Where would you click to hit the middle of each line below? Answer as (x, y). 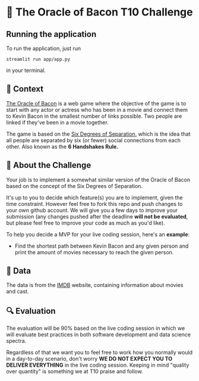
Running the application (51, 34)
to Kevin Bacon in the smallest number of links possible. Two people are (94, 116)
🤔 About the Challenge (49, 165)
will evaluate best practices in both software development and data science (99, 335)
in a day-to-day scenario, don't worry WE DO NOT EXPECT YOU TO (89, 359)
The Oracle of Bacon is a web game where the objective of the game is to (96, 103)
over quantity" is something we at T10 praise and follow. (75, 371)
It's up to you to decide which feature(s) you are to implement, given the (94, 197)
